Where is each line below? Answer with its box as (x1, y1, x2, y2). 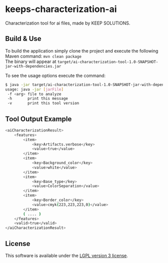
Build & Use (5, 34, 41, 43)
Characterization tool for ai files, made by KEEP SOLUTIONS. (5, 20, 130, 26)
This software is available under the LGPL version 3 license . (5, 252, 128, 258)
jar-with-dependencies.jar (5, 63, 61, 68)
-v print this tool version (7, 101, 79, 106)
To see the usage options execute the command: (5, 72, 106, 78)
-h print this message (7, 96, 68, 101)
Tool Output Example (5, 114, 72, 123)
